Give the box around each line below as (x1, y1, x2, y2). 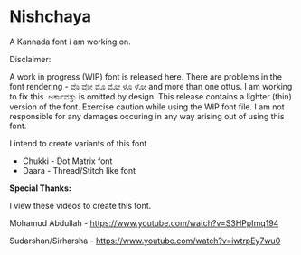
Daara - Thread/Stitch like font (22, 165, 136, 175)
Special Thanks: (9, 183, 72, 194)
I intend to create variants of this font (9, 137, 147, 148)
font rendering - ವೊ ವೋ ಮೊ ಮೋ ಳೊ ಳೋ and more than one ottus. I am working (9, 80, 293, 91)
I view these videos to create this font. (9, 200, 152, 211)
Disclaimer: (9, 53, 52, 64)
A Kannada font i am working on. (9, 36, 131, 47)
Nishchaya (9, 6, 92, 27)
